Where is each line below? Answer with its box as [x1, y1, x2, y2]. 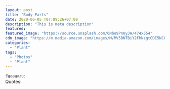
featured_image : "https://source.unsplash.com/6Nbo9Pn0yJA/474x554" [5, 31, 153, 36]
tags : [5, 50, 17, 55]
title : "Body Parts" [5, 12, 49, 17]
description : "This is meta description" [5, 21, 94, 27]
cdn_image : [5, 36, 28, 41]
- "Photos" [10, 54, 33, 60]
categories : [5, 40, 30, 46]
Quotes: [5, 79, 22, 85]
